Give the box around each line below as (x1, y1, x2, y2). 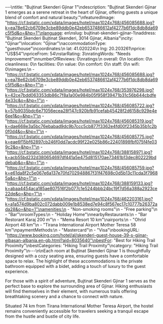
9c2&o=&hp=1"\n (5, 144, 40, 150)
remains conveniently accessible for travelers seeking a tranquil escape (5, 308, 149, 314)
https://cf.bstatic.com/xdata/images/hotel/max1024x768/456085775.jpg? (7, 134, 154, 140)
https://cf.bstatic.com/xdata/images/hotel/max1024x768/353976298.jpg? (7, 87, 154, 93)
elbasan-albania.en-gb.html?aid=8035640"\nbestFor (5, 238, 112, 243)
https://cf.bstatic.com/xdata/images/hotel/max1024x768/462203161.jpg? (7, 196, 153, 202)
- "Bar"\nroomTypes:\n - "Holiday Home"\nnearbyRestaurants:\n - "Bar (5, 212, 147, 217)
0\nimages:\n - (5, 66, 35, 72)
